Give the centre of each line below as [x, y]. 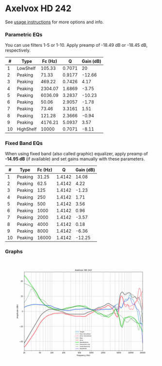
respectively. [18, 50]
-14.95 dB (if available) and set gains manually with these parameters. [75, 159]
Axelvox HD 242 [38, 9]
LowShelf [26, 68]
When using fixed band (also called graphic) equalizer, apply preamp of [76, 154]
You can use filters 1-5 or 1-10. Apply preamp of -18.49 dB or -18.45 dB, [76, 45]
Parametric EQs [24, 35]
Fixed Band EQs [24, 143]
